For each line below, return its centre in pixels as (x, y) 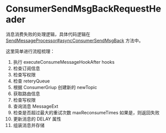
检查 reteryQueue (31, 81)
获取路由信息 (26, 94)
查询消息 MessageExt (36, 106)
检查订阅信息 (26, 68)
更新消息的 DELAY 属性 (37, 119)
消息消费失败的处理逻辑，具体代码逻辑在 (48, 34)
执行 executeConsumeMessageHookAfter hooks (64, 62)
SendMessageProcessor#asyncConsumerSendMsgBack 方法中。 (75, 40)
